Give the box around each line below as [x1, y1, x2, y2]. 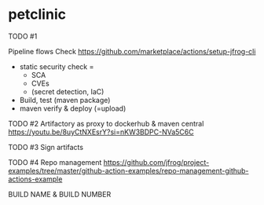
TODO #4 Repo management [8, 157, 102, 167]
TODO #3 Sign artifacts [8, 142, 84, 152]
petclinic [8, 5, 67, 24]
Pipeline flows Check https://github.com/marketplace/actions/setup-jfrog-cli [8, 46, 256, 56]
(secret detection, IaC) [31, 86, 104, 96]
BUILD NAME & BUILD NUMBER [8, 189, 112, 199]
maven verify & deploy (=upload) [19, 104, 126, 113]
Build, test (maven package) [19, 95, 111, 104]
